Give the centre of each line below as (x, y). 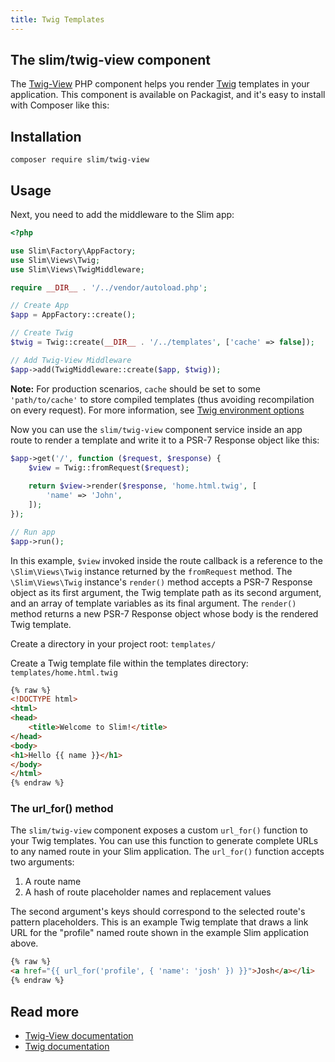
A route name (53, 882)
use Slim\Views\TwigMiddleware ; (77, 269)
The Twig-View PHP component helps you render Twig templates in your (160, 84)
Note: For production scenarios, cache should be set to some (135, 388)
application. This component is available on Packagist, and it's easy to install (168, 95)
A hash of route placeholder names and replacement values (148, 892)
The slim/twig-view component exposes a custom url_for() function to (159, 830)
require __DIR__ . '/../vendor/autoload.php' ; (109, 287)
